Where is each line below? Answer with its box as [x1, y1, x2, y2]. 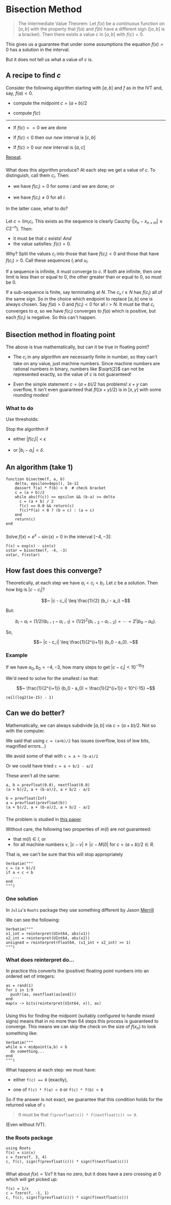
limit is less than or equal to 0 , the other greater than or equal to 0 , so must [6, 274, 162, 280]
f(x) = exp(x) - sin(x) [6, 543, 56, 549]
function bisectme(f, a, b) [6, 476, 65, 482]
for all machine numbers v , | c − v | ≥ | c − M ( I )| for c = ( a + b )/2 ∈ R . [13, 841, 155, 847]
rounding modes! [13, 392, 49, 398]
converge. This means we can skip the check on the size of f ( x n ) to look [6, 1023, 156, 1031]
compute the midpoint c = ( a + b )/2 [13, 100, 88, 106]
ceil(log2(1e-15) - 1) [6, 695, 54, 700]
